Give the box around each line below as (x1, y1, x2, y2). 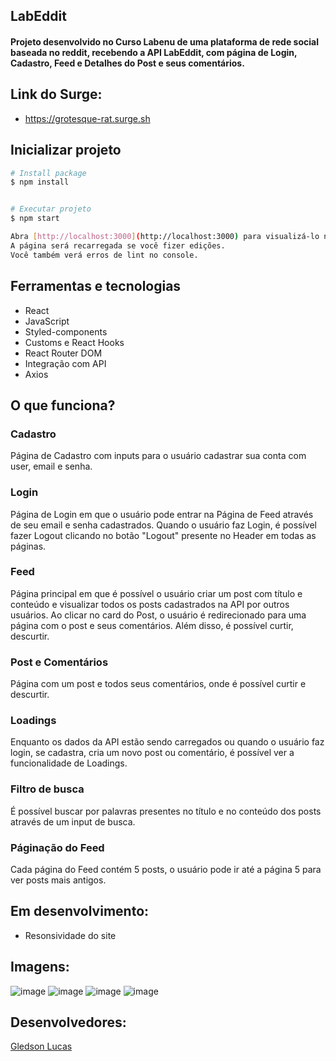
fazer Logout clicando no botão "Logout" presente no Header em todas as (10, 529, 317, 541)
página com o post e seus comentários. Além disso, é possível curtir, (10, 619, 294, 631)
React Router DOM (24, 347, 103, 359)
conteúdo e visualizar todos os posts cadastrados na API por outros (10, 598, 290, 610)
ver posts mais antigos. (10, 874, 107, 886)
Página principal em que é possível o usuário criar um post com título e (10, 587, 303, 599)
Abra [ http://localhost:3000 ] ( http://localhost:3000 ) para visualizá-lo (10, 232, 320, 242)
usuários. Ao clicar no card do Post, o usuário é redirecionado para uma (10, 609, 307, 621)
